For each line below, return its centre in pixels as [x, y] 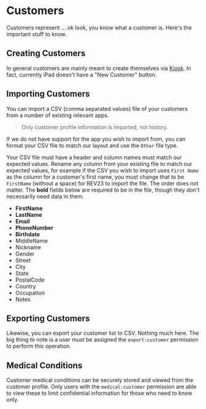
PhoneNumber [34, 228]
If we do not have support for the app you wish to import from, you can [96, 139]
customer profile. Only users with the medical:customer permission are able [101, 387]
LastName [29, 214]
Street [23, 260]
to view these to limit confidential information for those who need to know [99, 393]
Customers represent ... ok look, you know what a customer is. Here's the [99, 28]
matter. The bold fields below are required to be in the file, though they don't [103, 190]
